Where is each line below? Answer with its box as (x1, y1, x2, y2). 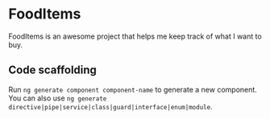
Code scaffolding (8, 64, 97, 77)
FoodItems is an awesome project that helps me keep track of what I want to (8, 31, 262, 41)
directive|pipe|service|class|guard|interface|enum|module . (8, 101, 213, 111)
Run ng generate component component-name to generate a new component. (8, 84, 258, 94)
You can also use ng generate (8, 93, 107, 103)
